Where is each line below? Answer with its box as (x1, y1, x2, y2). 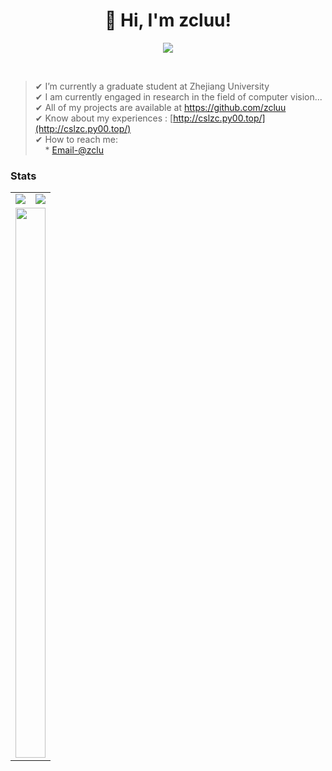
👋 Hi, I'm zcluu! (104, 9, 232, 32)
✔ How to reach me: (34, 133, 119, 145)
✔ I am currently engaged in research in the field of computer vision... (34, 90, 323, 103)
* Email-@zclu (44, 144, 104, 156)
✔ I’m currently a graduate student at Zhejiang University (34, 80, 270, 92)
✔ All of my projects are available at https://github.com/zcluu (34, 101, 287, 113)
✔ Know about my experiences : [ (34, 112, 174, 124)
